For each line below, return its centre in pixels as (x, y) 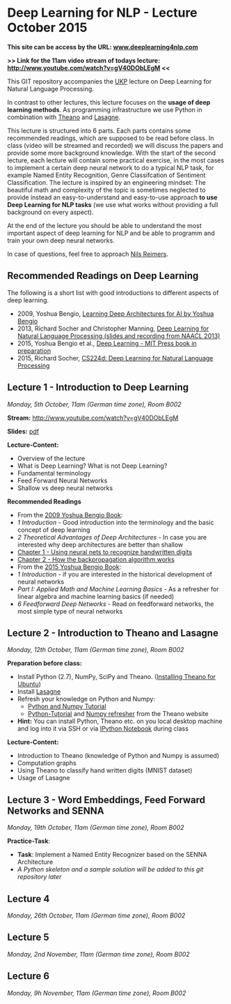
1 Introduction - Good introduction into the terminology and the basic (115, 522)
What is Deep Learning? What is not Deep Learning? (92, 466)
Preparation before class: (45, 663)
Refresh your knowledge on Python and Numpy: (86, 699)
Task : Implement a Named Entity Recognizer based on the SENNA (112, 855)
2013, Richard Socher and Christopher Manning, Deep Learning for (113, 328)
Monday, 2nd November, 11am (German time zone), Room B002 (98, 954)
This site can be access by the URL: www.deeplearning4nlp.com (103, 47)
